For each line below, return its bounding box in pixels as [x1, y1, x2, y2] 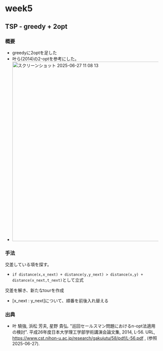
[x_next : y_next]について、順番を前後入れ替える [12, 298, 109, 304]
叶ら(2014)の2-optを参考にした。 [12, 55, 79, 61]
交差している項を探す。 [5, 261, 52, 268]
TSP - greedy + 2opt [5, 22, 68, 31]
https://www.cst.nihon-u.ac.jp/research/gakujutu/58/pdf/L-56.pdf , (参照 [12, 335, 157, 341]
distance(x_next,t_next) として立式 [12, 277, 84, 283]
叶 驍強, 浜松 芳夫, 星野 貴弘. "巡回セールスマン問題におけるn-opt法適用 [12, 323, 156, 329]
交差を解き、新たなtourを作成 [5, 288, 64, 294]
